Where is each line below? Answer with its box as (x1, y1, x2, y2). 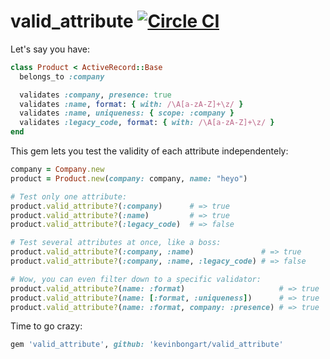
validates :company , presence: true (19, 90, 172, 100)
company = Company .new (10, 165, 105, 175)
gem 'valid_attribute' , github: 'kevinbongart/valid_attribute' (10, 340, 284, 350)
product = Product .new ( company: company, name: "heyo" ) (10, 173, 248, 184)
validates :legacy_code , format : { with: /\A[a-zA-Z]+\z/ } (19, 118, 275, 128)
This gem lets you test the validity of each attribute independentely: (10, 145, 289, 157)
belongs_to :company (19, 71, 105, 82)
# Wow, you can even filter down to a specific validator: (10, 274, 262, 284)
